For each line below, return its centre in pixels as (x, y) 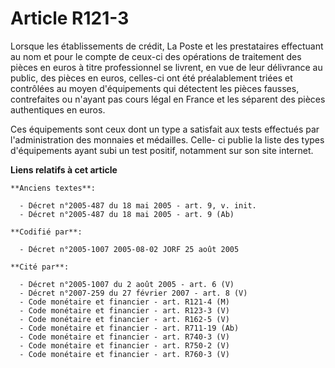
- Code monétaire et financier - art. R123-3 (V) (124, 310)
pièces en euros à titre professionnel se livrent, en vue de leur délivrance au (166, 67)
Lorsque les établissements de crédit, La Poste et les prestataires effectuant (167, 46)
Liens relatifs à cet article (64, 169)
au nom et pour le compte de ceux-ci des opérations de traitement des (156, 56)
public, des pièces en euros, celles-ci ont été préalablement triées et (151, 78)
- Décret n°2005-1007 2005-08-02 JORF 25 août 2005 (129, 249)
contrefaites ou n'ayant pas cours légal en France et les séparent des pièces (168, 99)
